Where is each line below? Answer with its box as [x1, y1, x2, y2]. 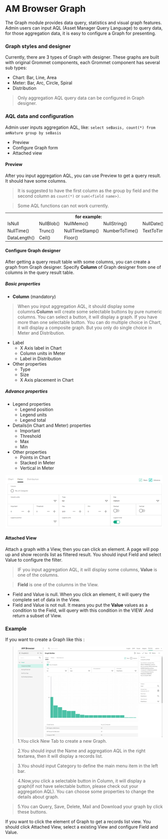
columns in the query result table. [5, 269, 74, 275]
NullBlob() [39, 221, 60, 227]
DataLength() [7, 234, 35, 241]
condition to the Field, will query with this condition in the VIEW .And [12, 607, 153, 613]
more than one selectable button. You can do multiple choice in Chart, [17, 319, 162, 325]
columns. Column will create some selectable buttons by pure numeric [17, 308, 162, 314]
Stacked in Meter [19, 459, 55, 465]
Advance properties [5, 388, 48, 394]
